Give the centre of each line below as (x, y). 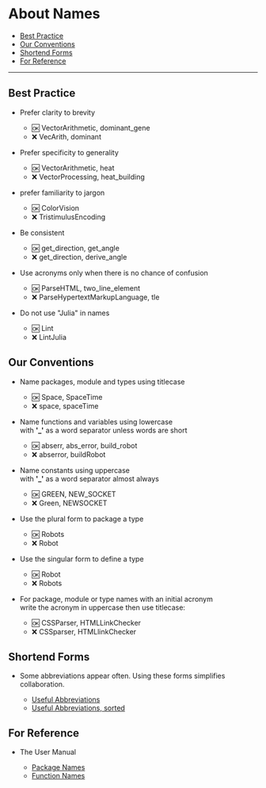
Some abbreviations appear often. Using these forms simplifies (122, 676)
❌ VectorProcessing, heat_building (88, 177)
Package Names (58, 767)
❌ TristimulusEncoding (68, 217)
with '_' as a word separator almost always (89, 478)
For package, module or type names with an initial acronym (116, 599)
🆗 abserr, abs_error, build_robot (84, 445)
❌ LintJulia (49, 337)
